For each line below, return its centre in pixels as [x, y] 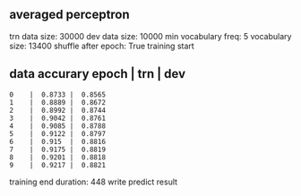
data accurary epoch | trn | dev [98, 74]
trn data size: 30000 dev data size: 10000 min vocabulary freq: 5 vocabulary [150, 36]
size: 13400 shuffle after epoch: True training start [102, 46]
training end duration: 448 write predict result [93, 182]
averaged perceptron [69, 15]
